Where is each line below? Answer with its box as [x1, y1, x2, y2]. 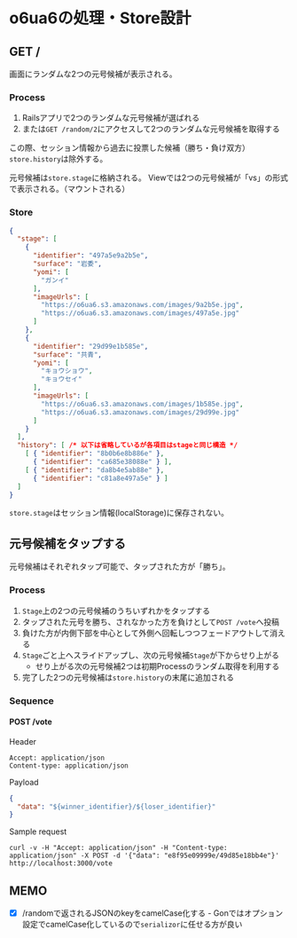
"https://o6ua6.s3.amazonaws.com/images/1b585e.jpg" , [41, 399, 244, 408]
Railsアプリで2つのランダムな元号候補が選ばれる [21, 113, 200, 123]
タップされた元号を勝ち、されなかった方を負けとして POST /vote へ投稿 [21, 616, 279, 627]
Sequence [9, 694, 55, 706]
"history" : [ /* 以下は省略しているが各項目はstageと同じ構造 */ [17, 441, 238, 450]
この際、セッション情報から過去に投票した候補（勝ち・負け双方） [9, 143, 250, 154]
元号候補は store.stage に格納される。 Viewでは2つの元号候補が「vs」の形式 [9, 172, 288, 183]
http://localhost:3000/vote [9, 859, 113, 868]
